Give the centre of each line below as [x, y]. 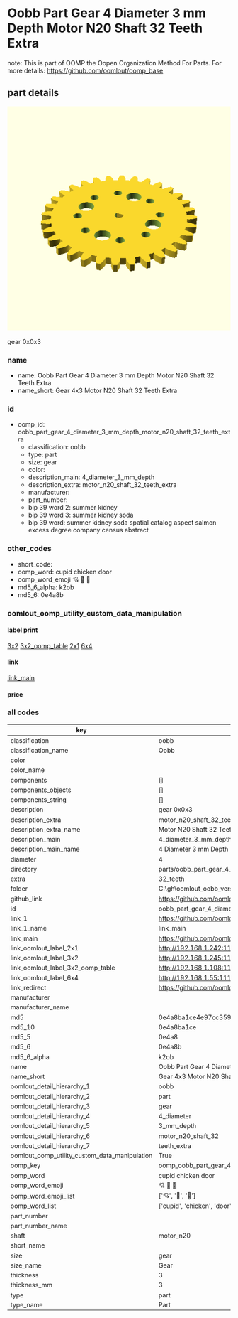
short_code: [35, 564]
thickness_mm [32, 1285]
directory [24, 869]
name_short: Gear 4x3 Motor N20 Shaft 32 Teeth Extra [97, 391]
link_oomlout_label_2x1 [45, 948]
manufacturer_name [40, 1007]
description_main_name [45, 849]
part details [33, 93]
